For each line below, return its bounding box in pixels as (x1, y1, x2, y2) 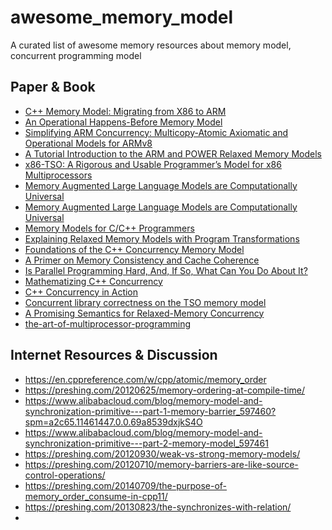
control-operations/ (24, 469, 106, 481)
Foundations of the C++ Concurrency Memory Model (24, 243, 245, 255)
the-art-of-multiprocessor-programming (24, 317, 192, 330)
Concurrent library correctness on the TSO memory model (24, 296, 267, 308)
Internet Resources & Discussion (10, 347, 218, 364)
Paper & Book (10, 79, 96, 96)
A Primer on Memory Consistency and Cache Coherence (24, 254, 260, 266)
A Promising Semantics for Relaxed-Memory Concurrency (24, 307, 265, 319)
